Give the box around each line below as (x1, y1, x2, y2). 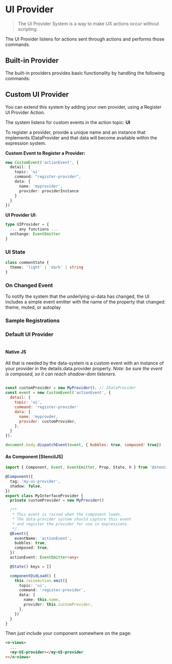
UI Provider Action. (5, 109, 45, 115)
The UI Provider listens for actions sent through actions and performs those (5, 36, 165, 42)
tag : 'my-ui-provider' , (10, 478, 60, 484)
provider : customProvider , (18, 419, 77, 424)
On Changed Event (5, 281, 53, 289)
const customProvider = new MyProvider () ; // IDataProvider (5, 386, 137, 391)
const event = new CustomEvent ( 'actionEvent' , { (5, 390, 111, 395)
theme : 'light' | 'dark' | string (10, 265, 83, 270)
